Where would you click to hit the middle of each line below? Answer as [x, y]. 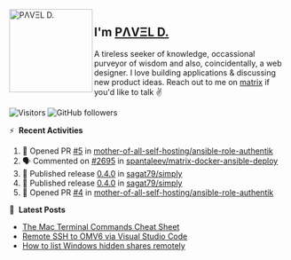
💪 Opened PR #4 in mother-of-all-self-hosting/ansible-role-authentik [148, 192]
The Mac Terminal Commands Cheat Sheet [101, 226]
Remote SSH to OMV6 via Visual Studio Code [105, 236]
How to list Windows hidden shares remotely [104, 245]
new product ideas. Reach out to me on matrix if [182, 82]
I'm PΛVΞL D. [132, 32]
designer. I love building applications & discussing [185, 72]
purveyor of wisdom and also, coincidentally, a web [188, 63]
